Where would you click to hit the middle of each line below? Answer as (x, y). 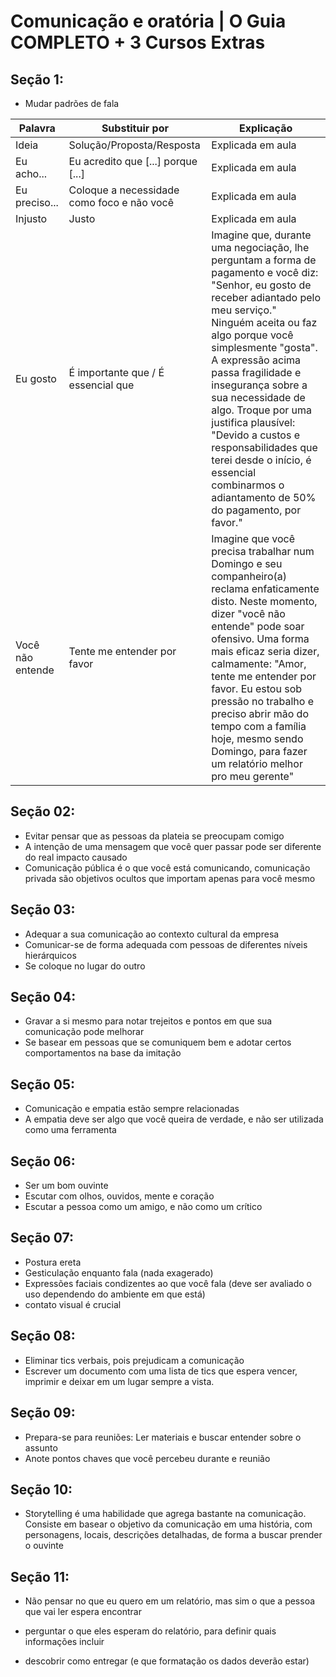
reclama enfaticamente (265, 588)
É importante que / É (116, 372)
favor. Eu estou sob (257, 688)
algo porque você (252, 335)
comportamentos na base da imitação (103, 1053)
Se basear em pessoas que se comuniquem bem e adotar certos (158, 1042)
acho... (31, 173)
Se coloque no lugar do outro (85, 966)
